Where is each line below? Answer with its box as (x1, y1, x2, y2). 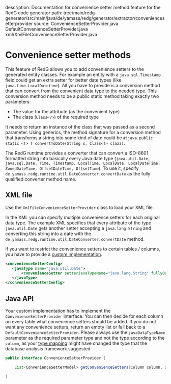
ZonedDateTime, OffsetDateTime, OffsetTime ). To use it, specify (5, 165, 139, 171)
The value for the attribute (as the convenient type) (12, 108, 120, 114)
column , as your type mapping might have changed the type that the (5, 340, 148, 346)
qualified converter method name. (5, 176, 77, 182)
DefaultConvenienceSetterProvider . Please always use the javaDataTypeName (5, 329, 165, 336)
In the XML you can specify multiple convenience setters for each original (5, 214, 160, 220)
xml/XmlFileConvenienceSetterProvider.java (5, 32, 98, 37)
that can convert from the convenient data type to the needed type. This (5, 88, 157, 94)
